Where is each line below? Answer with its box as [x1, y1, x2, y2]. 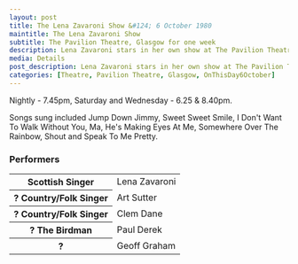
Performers [9, 152, 60, 165]
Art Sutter [116, 191, 158, 204]
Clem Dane [116, 207, 163, 220]
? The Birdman [29, 224, 93, 237]
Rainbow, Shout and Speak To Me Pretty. [9, 130, 158, 142]
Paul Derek [116, 223, 162, 236]
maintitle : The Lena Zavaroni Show [9, 29, 141, 38]
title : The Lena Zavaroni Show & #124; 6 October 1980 [9, 21, 213, 30]
